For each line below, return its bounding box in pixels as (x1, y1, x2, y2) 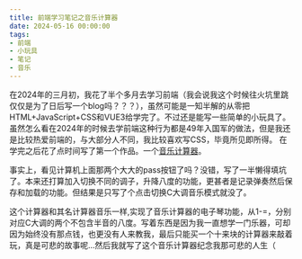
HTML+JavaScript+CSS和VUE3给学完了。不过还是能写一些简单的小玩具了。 (9, 112, 290, 122)
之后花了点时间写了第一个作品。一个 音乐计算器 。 (24, 145, 207, 156)
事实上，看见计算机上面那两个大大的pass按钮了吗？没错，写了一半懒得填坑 (9, 164, 288, 175)
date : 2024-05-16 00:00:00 (9, 22, 111, 31)
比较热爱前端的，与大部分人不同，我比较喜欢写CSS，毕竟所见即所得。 (16, 134, 278, 145)
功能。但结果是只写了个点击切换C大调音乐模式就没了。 (48, 186, 252, 198)
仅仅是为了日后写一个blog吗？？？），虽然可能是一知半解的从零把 (9, 100, 250, 111)
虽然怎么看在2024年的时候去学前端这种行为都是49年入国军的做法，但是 (9, 122, 276, 133)
